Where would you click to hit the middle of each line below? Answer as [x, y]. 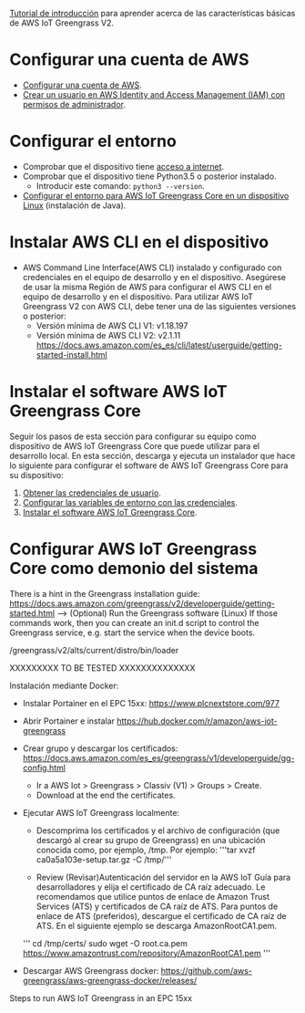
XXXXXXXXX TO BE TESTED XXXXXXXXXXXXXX [102, 668]
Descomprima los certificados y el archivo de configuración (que [158, 830]
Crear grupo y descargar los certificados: [100, 748]
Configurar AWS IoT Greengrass [133, 549]
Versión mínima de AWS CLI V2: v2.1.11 [108, 335]
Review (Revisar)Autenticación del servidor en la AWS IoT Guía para [163, 877]
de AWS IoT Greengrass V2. [62, 23]
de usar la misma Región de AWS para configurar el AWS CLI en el [147, 287]
